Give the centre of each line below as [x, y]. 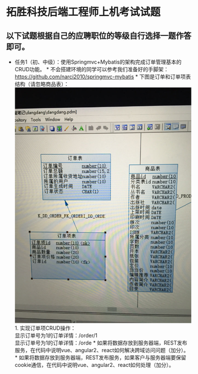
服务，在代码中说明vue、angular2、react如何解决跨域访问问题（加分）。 [102, 350]
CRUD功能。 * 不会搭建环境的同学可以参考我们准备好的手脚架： [92, 69]
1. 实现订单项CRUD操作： [45, 328]
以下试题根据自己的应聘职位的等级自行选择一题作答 [99, 36]
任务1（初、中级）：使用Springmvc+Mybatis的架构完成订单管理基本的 [98, 62]
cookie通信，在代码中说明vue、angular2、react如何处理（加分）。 [94, 365]
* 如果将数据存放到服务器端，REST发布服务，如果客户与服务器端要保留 [100, 358]
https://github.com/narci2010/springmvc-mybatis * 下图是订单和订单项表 [103, 77]
